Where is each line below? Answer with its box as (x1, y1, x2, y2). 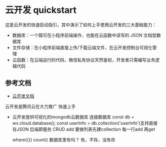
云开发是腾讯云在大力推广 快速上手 (5, 103, 76, 109)
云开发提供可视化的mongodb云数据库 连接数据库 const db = (12, 114, 134, 120)
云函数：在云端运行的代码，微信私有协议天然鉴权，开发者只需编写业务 (12, 57, 156, 63)
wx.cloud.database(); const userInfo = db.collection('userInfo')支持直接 (12, 120, 158, 126)
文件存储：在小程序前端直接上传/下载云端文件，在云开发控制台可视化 (12, 44, 153, 50)
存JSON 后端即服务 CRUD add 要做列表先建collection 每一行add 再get (12, 126, 155, 132)
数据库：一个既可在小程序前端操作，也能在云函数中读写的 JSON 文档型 (12, 32, 157, 38)
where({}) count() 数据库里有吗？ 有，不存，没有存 (12, 137, 116, 143)
